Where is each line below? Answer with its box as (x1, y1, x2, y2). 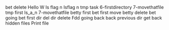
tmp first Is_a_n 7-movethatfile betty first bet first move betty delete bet (5, 9, 156, 15)
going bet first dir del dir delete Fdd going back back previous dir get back (5, 15, 162, 20)
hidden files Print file (5, 20, 49, 26)
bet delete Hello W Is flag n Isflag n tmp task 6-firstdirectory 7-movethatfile (5, 4, 164, 10)
